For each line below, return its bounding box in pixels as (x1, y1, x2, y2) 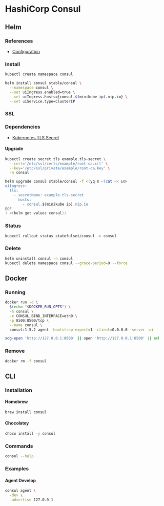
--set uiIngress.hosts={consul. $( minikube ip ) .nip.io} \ (9, 94, 128, 99)
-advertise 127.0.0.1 (9, 497, 54, 502)
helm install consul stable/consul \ (5, 81, 82, 86)
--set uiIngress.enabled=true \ (9, 89, 76, 95)
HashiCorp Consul (5, 3, 81, 15)
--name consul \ (9, 322, 42, 328)
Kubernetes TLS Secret (12, 134, 60, 140)
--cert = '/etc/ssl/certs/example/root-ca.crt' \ (9, 161, 108, 166)
